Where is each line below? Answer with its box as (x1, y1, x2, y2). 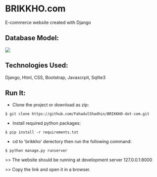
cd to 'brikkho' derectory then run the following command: (12, 139, 132, 145)
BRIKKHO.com (5, 3, 66, 14)
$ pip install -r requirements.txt (5, 130, 79, 135)
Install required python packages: (12, 120, 81, 126)
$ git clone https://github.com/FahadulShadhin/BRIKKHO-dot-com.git (5, 111, 150, 117)
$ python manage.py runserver (5, 148, 68, 153)
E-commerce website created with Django (5, 19, 91, 25)
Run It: (5, 88, 26, 97)
